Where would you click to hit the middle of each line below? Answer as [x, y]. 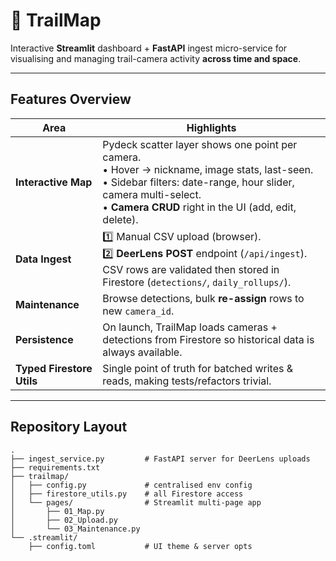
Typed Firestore [54, 368]
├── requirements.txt [55, 467]
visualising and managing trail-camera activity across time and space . [156, 58]
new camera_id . [138, 311]
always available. [142, 352]
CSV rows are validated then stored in [191, 269]
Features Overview [71, 99]
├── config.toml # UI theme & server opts [140, 546]
